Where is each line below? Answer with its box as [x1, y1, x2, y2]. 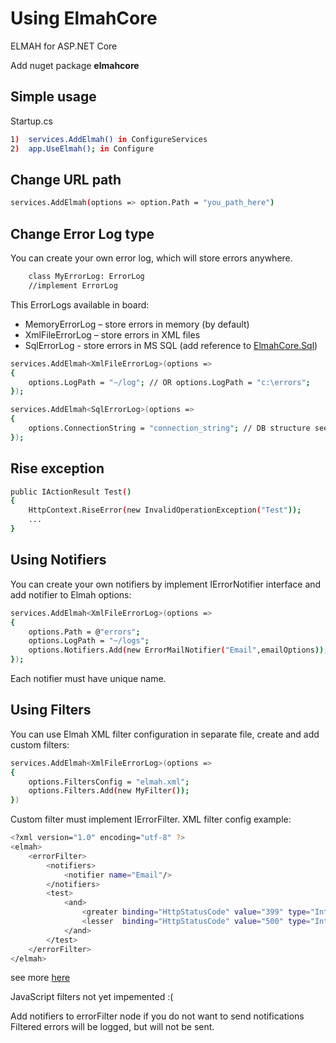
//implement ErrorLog [28, 280, 118, 291]
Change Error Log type [10, 225, 155, 242]
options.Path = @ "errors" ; [28, 627, 141, 637]
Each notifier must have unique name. [10, 673, 167, 684]
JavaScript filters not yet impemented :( [10, 991, 174, 1003]
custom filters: [10, 738, 70, 751]
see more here [10, 972, 71, 984]
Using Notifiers [10, 552, 107, 569]
